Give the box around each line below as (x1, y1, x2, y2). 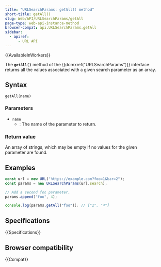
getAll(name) (5, 93, 32, 99)
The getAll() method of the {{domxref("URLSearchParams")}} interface (5, 61, 149, 67)
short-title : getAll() (5, 12, 51, 17)
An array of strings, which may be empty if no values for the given (5, 144, 137, 150)
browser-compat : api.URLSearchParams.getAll (5, 25, 97, 30)
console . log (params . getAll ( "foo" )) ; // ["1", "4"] (5, 203, 110, 208)
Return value (5, 133, 36, 140)
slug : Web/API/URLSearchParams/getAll (5, 16, 83, 21)
